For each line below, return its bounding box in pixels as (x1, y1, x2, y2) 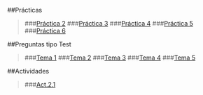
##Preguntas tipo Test (7, 40, 71, 48)
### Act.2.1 (24, 80, 56, 89)
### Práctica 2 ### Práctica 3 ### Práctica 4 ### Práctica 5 (24, 19, 194, 27)
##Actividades (7, 67, 50, 75)
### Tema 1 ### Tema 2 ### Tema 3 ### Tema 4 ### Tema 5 (24, 53, 196, 62)
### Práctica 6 (24, 27, 66, 35)
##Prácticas (7, 6, 43, 14)
